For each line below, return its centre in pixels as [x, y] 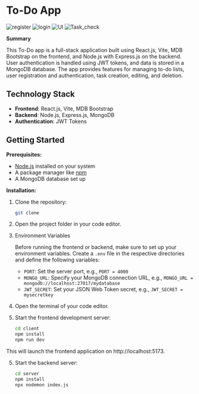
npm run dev [29, 340]
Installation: [21, 190]
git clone [27, 213]
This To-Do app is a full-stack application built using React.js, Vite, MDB [94, 50]
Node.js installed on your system [55, 166]
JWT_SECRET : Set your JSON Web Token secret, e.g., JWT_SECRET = [103, 290]
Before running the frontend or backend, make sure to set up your [96, 247]
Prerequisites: [24, 154]
